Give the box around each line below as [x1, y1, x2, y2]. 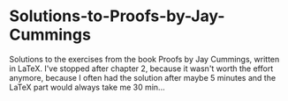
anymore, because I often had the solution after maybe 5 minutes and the [9, 72, 277, 83]
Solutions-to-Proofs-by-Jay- [9, 6, 225, 26]
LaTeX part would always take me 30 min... [9, 82, 165, 92]
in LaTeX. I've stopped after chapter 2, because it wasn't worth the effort [9, 63, 274, 74]
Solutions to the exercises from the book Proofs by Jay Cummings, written [9, 54, 280, 64]
